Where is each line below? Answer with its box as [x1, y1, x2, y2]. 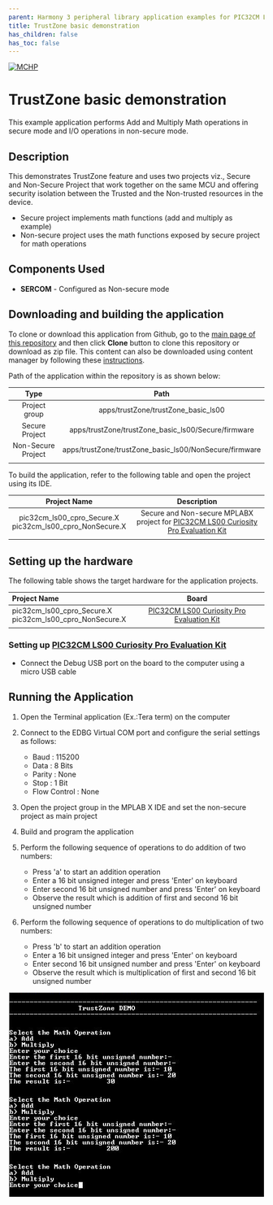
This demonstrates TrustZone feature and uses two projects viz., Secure [8, 172, 251, 181]
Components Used [8, 263, 106, 276]
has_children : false [8, 30, 79, 38]
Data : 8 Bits [32, 760, 73, 770]
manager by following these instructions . [8, 355, 145, 365]
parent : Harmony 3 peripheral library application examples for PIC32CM [8, 13, 260, 21]
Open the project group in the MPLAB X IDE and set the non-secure [19, 802, 246, 812]
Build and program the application [19, 826, 134, 837]
